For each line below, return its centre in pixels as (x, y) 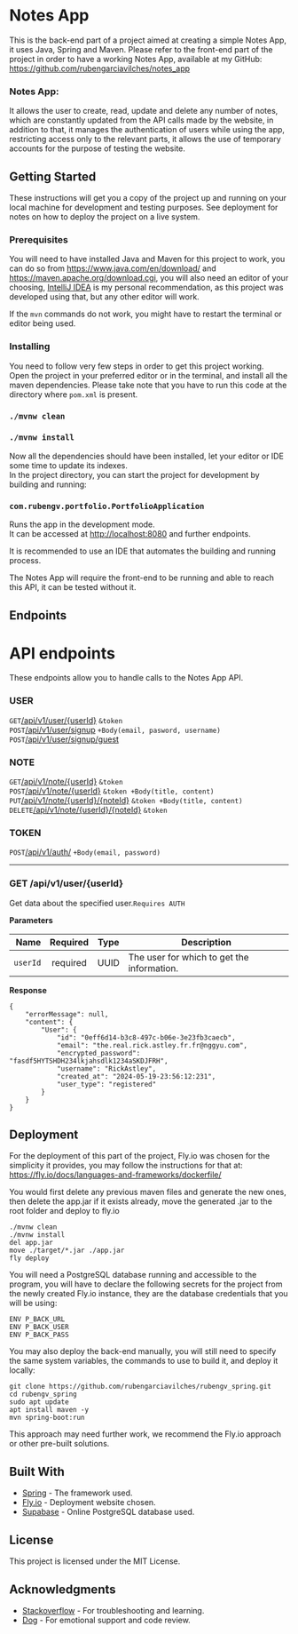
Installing (30, 347)
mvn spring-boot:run (47, 1418)
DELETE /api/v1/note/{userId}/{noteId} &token (88, 810)
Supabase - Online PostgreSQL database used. (108, 1512)
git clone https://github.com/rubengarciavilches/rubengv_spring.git (141, 1387)
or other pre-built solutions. (59, 1444)
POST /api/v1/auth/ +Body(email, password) (85, 852)
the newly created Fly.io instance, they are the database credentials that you (149, 1294)
